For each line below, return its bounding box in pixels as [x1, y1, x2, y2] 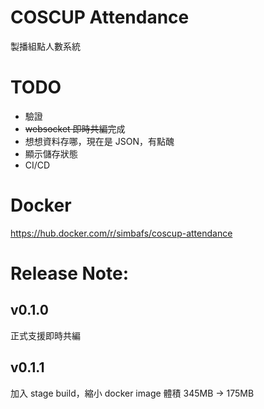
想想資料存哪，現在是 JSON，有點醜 [24, 135, 175, 147]
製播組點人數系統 [10, 40, 81, 52]
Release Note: [10, 262, 130, 285]
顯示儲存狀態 [24, 147, 78, 160]
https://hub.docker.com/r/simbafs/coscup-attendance [10, 227, 233, 239]
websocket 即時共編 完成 [24, 122, 126, 135]
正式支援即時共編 [10, 329, 81, 341]
